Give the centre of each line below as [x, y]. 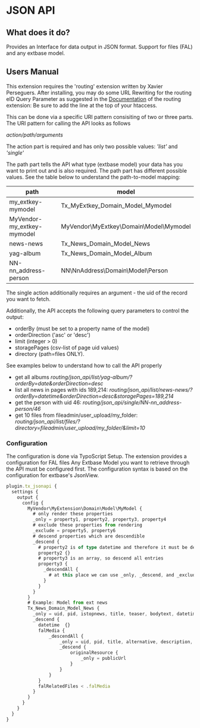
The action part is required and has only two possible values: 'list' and [92, 146]
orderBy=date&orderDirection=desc [59, 383]
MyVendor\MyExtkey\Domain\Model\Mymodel [126, 226]
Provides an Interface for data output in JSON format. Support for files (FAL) [99, 47]
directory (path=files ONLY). [49, 354]
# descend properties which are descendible [89, 536]
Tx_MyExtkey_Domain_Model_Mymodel [116, 205]
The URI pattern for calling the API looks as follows [68, 123]
